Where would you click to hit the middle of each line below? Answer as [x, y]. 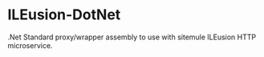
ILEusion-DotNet [64, 15]
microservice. [30, 45]
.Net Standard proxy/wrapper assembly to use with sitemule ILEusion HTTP [132, 37]
